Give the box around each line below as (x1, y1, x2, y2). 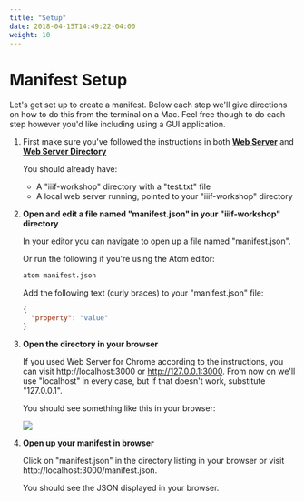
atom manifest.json (22, 271, 97, 280)
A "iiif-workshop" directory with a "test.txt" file (35, 181, 211, 192)
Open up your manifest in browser (22, 437, 154, 448)
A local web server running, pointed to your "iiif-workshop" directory (35, 191, 293, 202)
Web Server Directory (22, 146, 107, 157)
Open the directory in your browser (22, 338, 159, 349)
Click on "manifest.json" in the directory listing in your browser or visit (22, 455, 285, 466)
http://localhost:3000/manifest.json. (22, 465, 158, 476)
